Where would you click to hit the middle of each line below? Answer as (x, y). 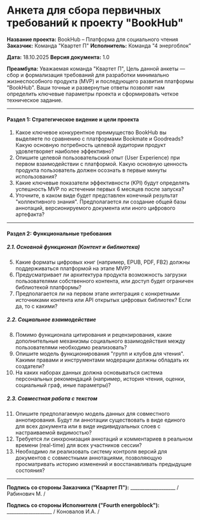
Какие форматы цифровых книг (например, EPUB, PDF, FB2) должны (103, 262)
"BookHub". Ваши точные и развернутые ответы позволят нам (86, 87)
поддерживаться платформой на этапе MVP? (73, 268)
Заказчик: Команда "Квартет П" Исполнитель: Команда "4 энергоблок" (99, 46)
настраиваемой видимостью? (53, 432)
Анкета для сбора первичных (84, 10)
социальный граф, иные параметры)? (63, 385)
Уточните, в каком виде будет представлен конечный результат (97, 196)
